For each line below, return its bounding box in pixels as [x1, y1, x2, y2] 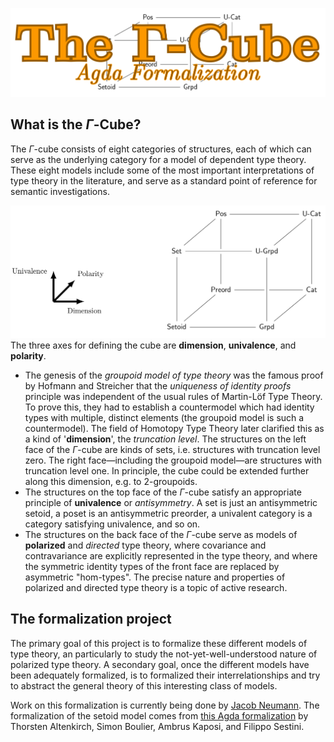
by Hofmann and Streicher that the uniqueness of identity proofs [24, 379, 292, 392]
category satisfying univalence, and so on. [24, 518, 201, 530]
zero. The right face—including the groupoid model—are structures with [24, 454, 323, 466]
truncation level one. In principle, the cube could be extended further [24, 464, 310, 477]
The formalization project [10, 611, 172, 628]
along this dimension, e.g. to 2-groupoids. [24, 475, 198, 487]
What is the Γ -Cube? [10, 116, 142, 133]
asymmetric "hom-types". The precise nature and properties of [24, 571, 286, 583]
